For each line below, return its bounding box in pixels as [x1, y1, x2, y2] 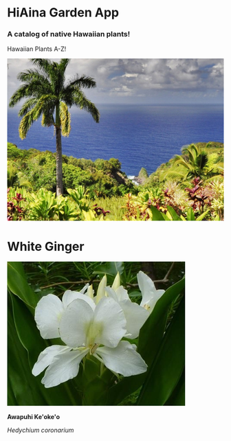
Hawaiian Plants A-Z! [7, 45, 67, 53]
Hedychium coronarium [7, 426, 74, 434]
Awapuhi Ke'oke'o [7, 413, 60, 421]
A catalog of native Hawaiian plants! [7, 30, 131, 39]
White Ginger [7, 238, 85, 254]
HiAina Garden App [7, 5, 119, 21]
